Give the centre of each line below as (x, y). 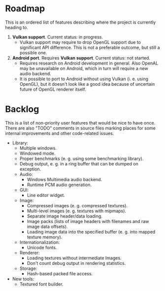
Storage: (28, 268)
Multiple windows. (38, 148)
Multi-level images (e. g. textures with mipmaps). (77, 211)
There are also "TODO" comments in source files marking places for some (81, 128)
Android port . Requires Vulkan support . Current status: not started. (81, 58)
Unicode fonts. (42, 247)
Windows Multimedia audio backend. (65, 179)
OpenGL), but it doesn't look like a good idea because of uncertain (87, 84)
